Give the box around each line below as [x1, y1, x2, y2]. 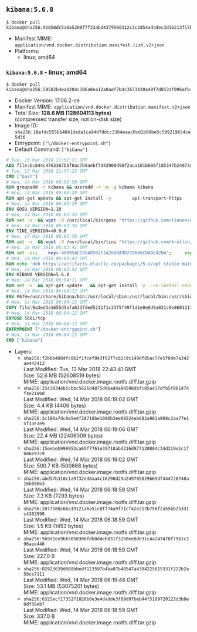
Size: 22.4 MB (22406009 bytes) [23, 432, 103, 439]
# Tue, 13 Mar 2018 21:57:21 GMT [6, 157, 88, 163]
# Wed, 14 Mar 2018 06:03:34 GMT [6, 223, 88, 228]
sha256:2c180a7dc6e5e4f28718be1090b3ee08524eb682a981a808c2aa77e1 [23, 415, 189, 421]
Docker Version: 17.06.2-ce [14, 97, 80, 104]
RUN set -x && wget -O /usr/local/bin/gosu [6, 217, 117, 223]
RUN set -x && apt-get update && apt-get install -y [6, 283, 145, 289]
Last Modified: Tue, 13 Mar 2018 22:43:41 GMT [23, 365, 137, 372]
